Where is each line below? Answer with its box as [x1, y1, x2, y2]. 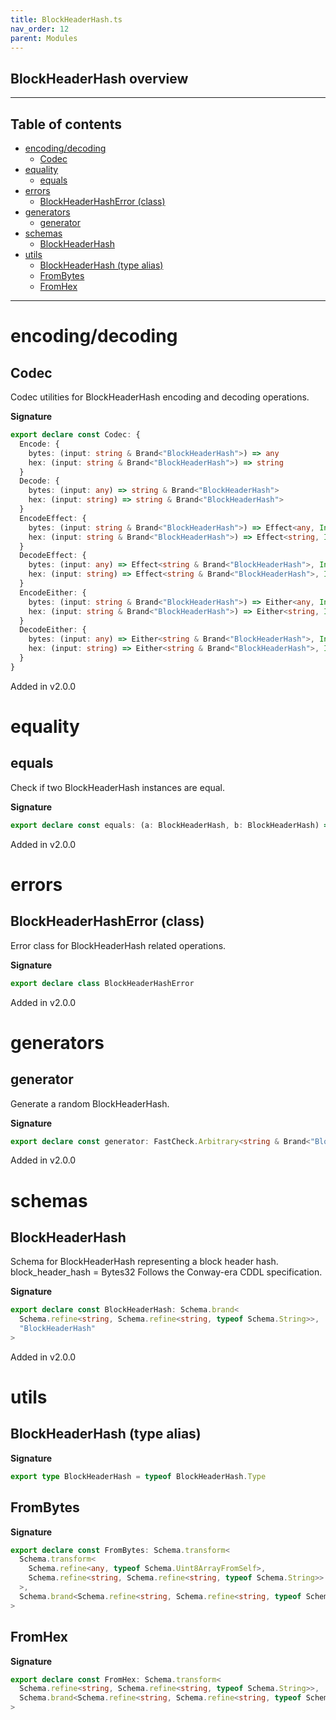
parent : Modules [10, 33, 78, 43]
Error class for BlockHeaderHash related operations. [10, 939, 227, 951]
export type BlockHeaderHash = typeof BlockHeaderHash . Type [10, 1471, 267, 1481]
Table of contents [10, 116, 122, 133]
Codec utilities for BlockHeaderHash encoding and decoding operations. [10, 391, 310, 403]
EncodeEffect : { [19, 513, 87, 523]
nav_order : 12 [10, 24, 70, 34]
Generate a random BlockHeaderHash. [10, 1097, 170, 1110]
